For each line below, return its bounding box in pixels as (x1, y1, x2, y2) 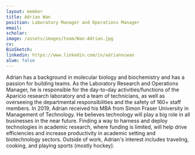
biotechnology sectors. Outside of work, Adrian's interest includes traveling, (6, 136, 189, 143)
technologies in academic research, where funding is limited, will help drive (6, 123, 187, 130)
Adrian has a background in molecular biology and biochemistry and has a (6, 74, 185, 81)
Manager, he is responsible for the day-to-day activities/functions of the (6, 86, 180, 93)
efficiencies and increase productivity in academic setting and (6, 129, 156, 136)
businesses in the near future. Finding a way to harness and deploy (6, 117, 168, 124)
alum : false (6, 57, 35, 63)
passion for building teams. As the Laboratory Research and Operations (6, 80, 179, 87)
